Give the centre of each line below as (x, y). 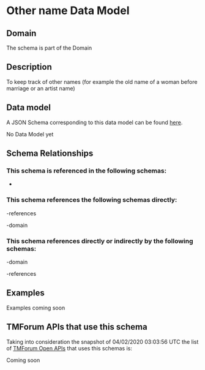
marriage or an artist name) (41, 88)
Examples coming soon (36, 308)
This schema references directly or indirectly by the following (100, 241)
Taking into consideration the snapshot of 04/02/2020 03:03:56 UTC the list (102, 342)
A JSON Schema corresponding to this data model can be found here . (95, 122)
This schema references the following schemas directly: (92, 200)
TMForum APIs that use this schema (77, 327)
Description (29, 67)
